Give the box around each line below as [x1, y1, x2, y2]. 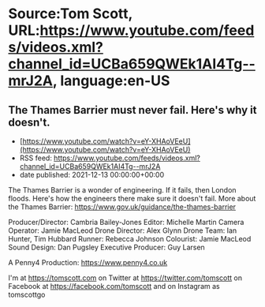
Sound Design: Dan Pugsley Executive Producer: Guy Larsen [8, 242, 205, 252]
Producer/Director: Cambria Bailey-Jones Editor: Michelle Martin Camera [8, 218, 244, 227]
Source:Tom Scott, [8, 5, 132, 23]
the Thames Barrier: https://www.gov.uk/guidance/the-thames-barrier [8, 202, 237, 212]
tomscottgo [8, 290, 46, 299]
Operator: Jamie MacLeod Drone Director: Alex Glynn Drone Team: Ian [8, 226, 237, 235]
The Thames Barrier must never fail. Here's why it [8, 103, 257, 117]
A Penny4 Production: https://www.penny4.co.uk [8, 258, 168, 267]
